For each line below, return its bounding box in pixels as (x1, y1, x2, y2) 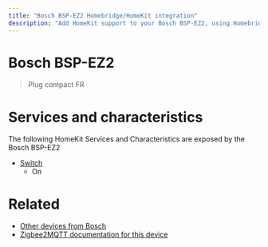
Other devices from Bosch (19, 221, 106, 231)
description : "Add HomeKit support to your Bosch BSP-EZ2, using (8, 19, 230, 27)
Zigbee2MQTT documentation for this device (19, 229, 168, 240)
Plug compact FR (27, 80, 85, 90)
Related (8, 195, 60, 213)
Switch (19, 158, 43, 168)
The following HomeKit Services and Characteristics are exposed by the (8, 134, 246, 144)
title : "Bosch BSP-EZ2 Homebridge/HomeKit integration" (8, 11, 198, 20)
